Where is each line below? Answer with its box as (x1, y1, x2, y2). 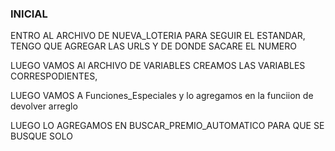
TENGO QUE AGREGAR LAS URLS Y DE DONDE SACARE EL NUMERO (10, 40, 297, 52)
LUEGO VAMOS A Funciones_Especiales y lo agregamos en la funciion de (10, 90, 314, 102)
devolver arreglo (10, 100, 78, 112)
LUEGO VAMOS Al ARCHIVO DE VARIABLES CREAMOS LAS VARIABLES (10, 60, 306, 72)
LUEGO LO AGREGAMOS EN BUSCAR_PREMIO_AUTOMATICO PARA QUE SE (10, 120, 325, 132)
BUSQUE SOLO (10, 130, 73, 142)
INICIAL (10, 7, 48, 21)
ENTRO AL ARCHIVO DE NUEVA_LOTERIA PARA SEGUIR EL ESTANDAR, (10, 30, 306, 42)
